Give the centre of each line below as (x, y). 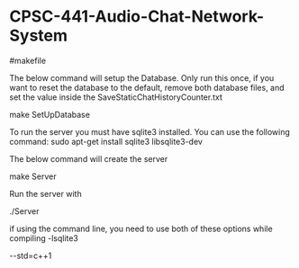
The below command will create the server (89, 158)
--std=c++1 (31, 255)
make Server (33, 176)
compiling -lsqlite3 (44, 238)
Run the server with (46, 193)
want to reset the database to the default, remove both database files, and (147, 87)
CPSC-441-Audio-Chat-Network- (137, 17)
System (39, 36)
